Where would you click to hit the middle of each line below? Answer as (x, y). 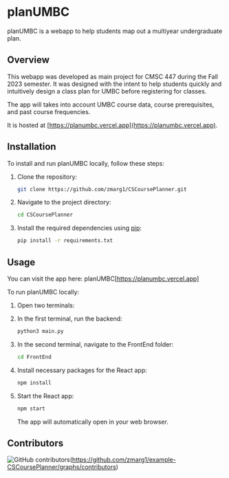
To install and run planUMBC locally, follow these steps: (86, 163)
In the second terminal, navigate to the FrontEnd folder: (95, 344)
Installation (32, 147)
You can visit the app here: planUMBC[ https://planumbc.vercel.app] (103, 279)
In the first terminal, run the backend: (69, 318)
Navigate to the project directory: (64, 202)
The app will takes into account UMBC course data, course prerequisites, (111, 105)
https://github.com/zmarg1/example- (124, 460)
